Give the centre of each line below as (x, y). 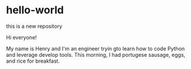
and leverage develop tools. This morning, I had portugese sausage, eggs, (96, 55)
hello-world (35, 10)
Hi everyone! (21, 37)
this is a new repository (34, 26)
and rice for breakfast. (33, 61)
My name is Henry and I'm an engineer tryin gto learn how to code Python (95, 48)
